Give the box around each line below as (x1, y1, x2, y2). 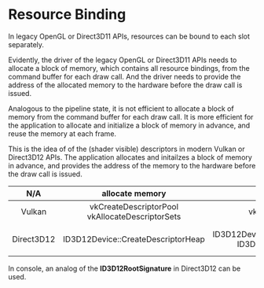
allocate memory (101, 187, 167, 198)
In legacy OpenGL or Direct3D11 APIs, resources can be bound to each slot (8, 31, 250, 41)
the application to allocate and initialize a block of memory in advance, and (8, 120, 251, 130)
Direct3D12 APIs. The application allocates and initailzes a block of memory (8, 152, 253, 162)
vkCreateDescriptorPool (89, 201, 179, 212)
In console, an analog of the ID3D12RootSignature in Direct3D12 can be (8, 264, 241, 273)
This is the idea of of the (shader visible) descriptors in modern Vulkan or (8, 144, 245, 153)
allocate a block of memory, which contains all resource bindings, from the (8, 63, 250, 72)
